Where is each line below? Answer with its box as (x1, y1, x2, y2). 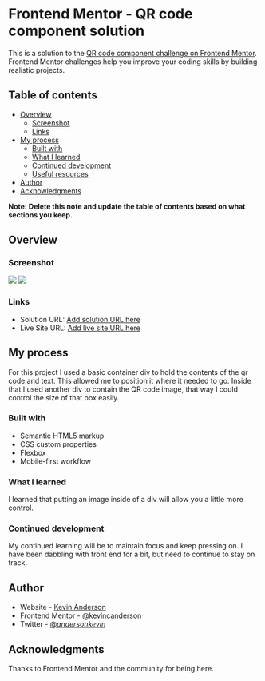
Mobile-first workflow (19, 456, 92, 466)
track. (8, 558, 28, 567)
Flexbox (19, 448, 46, 457)
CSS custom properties (19, 439, 97, 448)
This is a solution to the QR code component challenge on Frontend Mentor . (8, 48, 257, 58)
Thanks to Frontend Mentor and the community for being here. (8, 664, 214, 674)
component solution (8, 22, 145, 40)
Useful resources (31, 169, 89, 178)
